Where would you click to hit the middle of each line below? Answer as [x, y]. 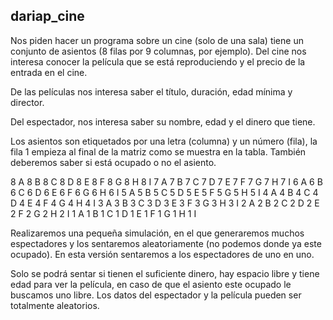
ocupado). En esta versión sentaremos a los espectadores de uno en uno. [162, 254]
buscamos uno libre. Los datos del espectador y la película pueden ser [156, 295]
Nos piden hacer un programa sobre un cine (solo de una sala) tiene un [157, 40]
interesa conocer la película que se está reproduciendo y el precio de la [158, 61]
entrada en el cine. [49, 72]
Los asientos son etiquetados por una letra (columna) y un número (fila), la [164, 141]
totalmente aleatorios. [55, 305]
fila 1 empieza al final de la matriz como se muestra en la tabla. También [158, 151]
